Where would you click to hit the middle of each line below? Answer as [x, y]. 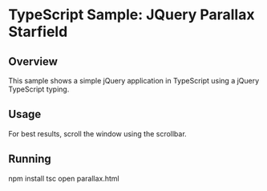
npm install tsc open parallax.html [64, 178]
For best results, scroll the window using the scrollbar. [97, 133]
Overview [33, 61]
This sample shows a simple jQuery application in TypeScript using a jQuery [134, 81]
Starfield [38, 32]
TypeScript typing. [39, 89]
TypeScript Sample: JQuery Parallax [131, 15]
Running [30, 159]
